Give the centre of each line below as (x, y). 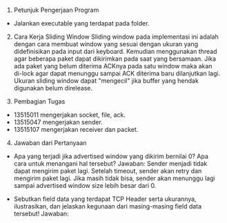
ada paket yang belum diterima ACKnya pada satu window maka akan (113, 66)
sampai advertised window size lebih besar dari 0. (85, 185)
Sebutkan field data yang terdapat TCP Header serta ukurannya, (105, 199)
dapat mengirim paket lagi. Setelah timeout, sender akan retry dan (108, 171)
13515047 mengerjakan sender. (58, 122)
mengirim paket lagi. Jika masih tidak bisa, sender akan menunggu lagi (114, 178)
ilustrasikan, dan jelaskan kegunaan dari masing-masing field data (108, 206)
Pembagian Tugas (39, 101)
